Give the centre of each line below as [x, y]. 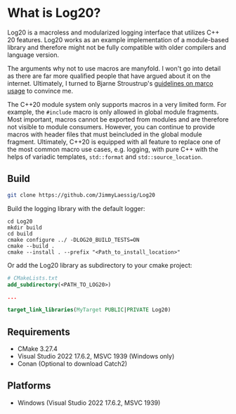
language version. [33, 55]
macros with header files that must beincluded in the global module [105, 134]
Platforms [29, 386]
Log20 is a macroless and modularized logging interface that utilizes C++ [113, 32]
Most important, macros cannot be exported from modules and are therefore [118, 119]
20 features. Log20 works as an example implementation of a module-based [118, 39]
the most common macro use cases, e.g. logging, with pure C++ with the [113, 149]
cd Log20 [20, 221]
